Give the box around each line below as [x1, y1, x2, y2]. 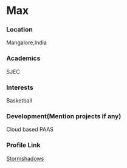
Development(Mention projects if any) [6, 112, 122, 120]
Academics [6, 54, 41, 62]
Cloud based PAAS [6, 126, 53, 133]
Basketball [6, 97, 32, 104]
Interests [6, 83, 33, 92]
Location [6, 25, 33, 34]
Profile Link [6, 141, 41, 149]
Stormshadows [6, 155, 44, 162]
